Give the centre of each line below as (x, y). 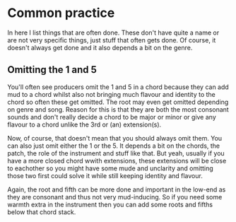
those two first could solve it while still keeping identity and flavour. (105, 175)
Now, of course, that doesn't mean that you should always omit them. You (115, 138)
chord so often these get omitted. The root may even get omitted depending (118, 102)
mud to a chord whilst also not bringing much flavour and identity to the (111, 94)
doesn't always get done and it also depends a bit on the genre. (100, 47)
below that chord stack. (42, 212)
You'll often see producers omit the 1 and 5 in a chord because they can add (118, 87)
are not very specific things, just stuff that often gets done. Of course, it (112, 40)
